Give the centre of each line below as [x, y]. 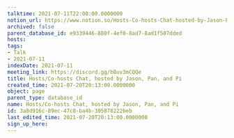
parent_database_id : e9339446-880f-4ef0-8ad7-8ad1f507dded [95, 33]
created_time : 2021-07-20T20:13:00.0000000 [71, 85]
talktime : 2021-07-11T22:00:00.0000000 [65, 14]
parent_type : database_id [45, 98]
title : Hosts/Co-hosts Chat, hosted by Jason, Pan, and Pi [95, 78]
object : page [26, 91]
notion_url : [24, 20]
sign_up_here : [28, 124]
